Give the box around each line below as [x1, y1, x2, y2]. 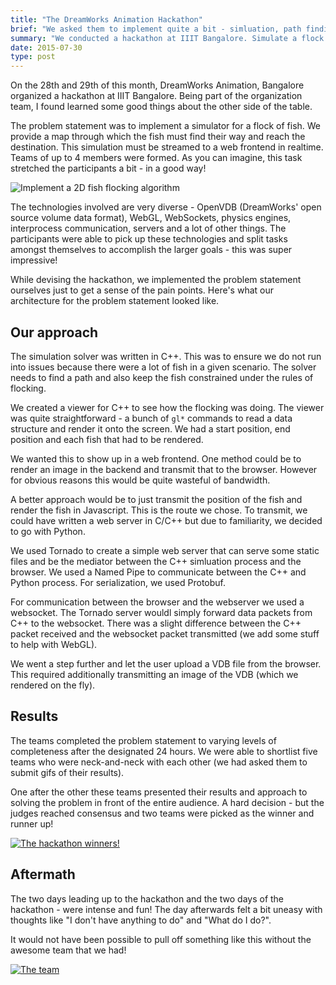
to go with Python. [10, 525, 86, 537]
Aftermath [10, 866, 76, 883]
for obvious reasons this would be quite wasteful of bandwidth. [10, 474, 271, 486]
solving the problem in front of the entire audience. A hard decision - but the [10, 796, 325, 808]
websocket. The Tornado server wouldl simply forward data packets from [10, 606, 313, 618]
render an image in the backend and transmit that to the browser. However [10, 463, 318, 475]
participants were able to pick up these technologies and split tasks [10, 233, 288, 245]
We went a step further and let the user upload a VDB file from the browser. [10, 657, 322, 670]
